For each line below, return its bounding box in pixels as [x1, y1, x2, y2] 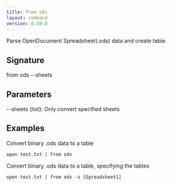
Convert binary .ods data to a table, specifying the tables [6, 162, 150, 169]
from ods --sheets [6, 71, 53, 79]
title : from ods [6, 9, 48, 15]
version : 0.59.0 [6, 20, 48, 26]
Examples [6, 123, 45, 134]
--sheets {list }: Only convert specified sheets [6, 106, 120, 112]
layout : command [6, 15, 48, 21]
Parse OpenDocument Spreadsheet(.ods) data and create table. [6, 37, 167, 45]
